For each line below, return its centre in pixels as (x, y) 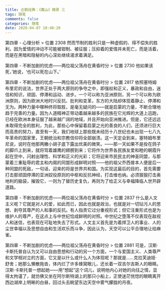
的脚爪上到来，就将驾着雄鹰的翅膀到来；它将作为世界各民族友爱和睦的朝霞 (81, 150)
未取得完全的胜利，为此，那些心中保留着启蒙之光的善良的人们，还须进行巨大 (83, 125)
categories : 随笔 (22, 23)
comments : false (22, 19)
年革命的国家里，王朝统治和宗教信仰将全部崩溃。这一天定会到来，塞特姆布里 (83, 138)
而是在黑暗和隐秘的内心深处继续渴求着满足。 (51, 55)
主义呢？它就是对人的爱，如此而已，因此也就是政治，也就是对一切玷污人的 (81, 204)
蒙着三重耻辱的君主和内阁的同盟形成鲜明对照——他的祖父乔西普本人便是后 (81, 163)
